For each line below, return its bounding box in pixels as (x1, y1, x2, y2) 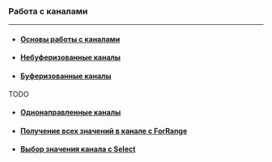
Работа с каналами (8, 6, 88, 17)
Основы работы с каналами (19, 34, 121, 44)
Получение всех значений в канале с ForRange (19, 126, 188, 135)
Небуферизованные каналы (19, 52, 121, 62)
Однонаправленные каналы (19, 107, 121, 118)
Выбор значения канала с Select (19, 144, 136, 154)
